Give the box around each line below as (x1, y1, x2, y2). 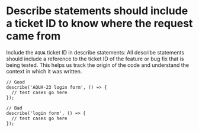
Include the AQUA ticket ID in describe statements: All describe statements (6, 49, 185, 56)
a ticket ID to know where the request (6, 17, 193, 30)
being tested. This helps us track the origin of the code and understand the (6, 61, 190, 69)
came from (6, 30, 61, 43)
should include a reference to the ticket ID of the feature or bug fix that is (6, 55, 184, 62)
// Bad (6, 105, 23, 111)
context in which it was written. (6, 67, 82, 75)
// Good (6, 79, 25, 85)
